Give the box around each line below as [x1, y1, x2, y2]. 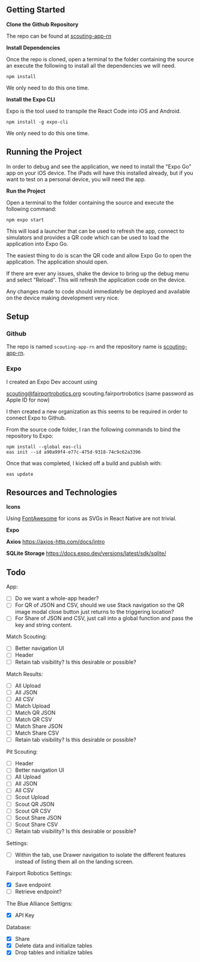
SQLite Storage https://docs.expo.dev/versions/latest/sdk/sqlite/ [6, 550, 166, 557]
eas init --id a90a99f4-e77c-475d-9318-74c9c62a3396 [6, 449, 141, 455]
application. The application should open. [6, 258, 109, 265]
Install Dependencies [6, 44, 61, 51]
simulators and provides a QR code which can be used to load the [6, 233, 169, 241]
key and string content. [14, 621, 73, 629]
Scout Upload [14, 793, 49, 801]
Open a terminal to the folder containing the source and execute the [6, 199, 174, 206]
